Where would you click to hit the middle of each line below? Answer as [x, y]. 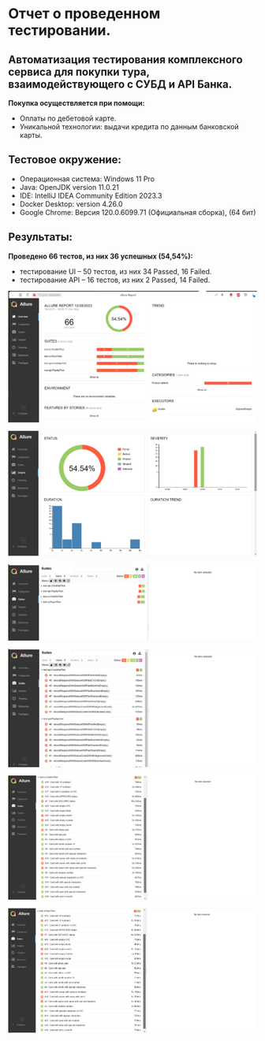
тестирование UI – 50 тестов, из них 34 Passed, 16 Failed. [116, 271]
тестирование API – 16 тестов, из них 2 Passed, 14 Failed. [115, 280]
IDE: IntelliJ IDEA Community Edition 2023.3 [91, 195]
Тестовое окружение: [65, 160]
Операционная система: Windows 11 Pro [87, 179]
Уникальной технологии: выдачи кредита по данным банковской [129, 126]
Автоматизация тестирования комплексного [125, 59]
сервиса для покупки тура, [79, 72]
